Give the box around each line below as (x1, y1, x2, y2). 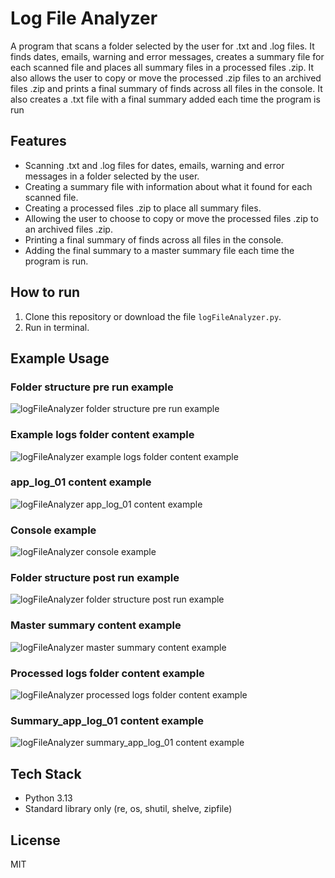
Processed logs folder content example (10, 666, 205, 680)
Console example (10, 523, 97, 537)
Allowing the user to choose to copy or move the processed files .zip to (24, 212, 319, 224)
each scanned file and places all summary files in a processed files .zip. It (10, 61, 315, 73)
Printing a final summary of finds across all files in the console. (24, 233, 284, 246)
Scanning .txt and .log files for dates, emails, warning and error (24, 159, 285, 171)
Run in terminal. (24, 321, 90, 333)
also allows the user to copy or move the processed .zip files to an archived (10, 72, 322, 84)
